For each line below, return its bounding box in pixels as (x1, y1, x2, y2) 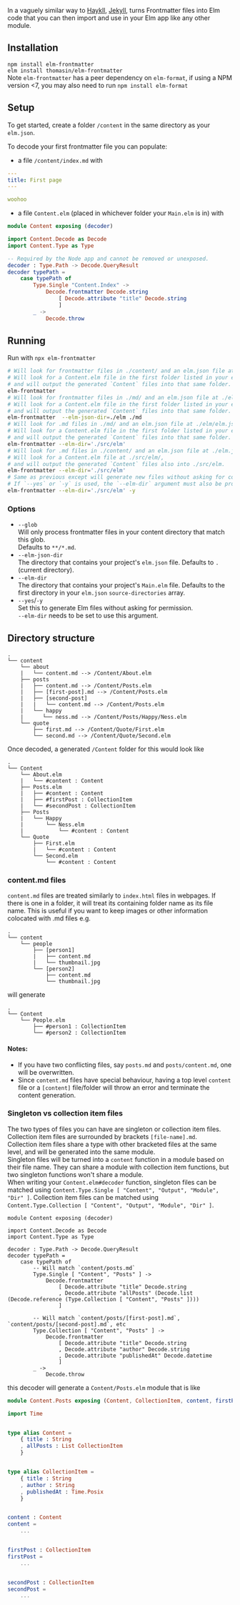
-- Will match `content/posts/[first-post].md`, (33, 1314, 181, 1321)
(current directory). (17, 566, 74, 575)
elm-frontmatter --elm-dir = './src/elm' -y (7, 487, 136, 495)
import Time (7, 1410, 43, 1417)
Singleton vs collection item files (7, 1108, 124, 1118)
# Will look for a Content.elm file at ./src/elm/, (7, 454, 164, 461)
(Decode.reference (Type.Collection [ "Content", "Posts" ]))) (7, 1296, 200, 1303)
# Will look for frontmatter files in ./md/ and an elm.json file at (7, 394, 219, 401)
